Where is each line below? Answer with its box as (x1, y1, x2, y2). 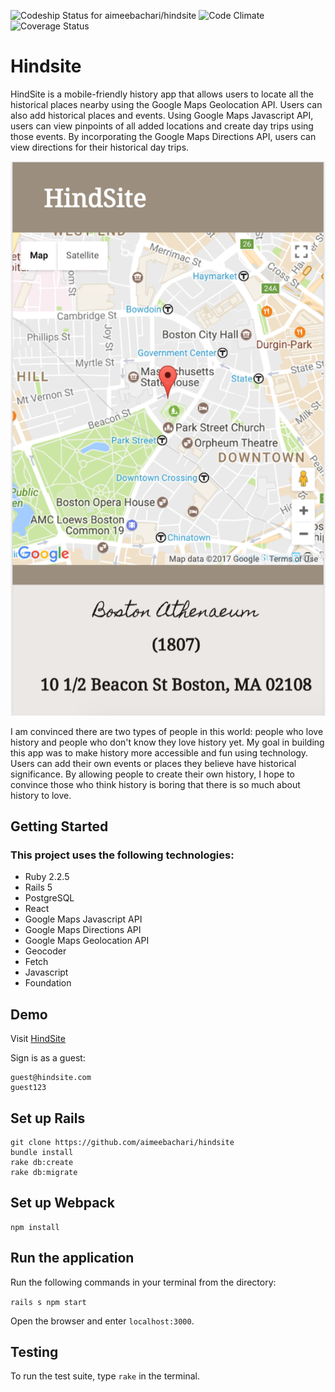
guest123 (10, 1083, 47, 1093)
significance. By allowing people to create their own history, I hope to (10, 768, 296, 780)
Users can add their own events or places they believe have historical (10, 757, 297, 769)
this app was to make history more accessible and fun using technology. (10, 746, 309, 759)
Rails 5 (24, 881, 53, 894)
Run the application (10, 1250, 135, 1267)
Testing (10, 1344, 59, 1361)
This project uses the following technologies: (10, 848, 235, 862)
